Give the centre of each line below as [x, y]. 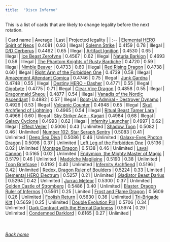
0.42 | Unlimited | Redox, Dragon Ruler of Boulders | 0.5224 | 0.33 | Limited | [85, 170]
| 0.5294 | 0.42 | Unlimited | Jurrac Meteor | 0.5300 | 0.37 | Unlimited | [79, 180]
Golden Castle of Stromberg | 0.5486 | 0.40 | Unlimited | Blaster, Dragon [81, 186]
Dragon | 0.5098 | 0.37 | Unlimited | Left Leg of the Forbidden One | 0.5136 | [84, 143]
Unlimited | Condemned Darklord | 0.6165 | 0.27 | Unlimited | [69, 213]
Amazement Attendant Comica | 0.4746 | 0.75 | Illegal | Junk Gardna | [78, 77]
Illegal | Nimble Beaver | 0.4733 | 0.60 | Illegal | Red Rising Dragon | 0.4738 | [85, 67]
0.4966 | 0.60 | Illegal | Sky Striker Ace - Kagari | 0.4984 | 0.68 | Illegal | [80, 116]
